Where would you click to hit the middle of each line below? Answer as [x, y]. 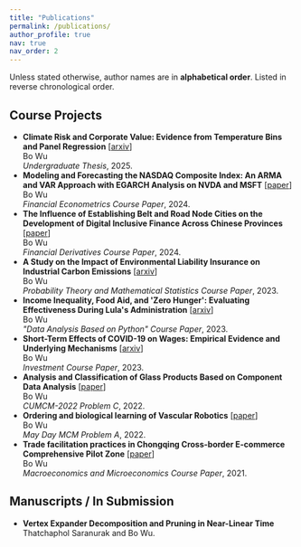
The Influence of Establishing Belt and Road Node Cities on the [143, 213]
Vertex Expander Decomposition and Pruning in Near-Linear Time [148, 523]
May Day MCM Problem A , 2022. [84, 434]
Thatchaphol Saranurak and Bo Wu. [89, 533]
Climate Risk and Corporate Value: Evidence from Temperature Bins [152, 137]
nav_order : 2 [34, 52]
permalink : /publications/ [60, 26]
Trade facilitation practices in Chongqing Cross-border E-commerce [154, 444]
